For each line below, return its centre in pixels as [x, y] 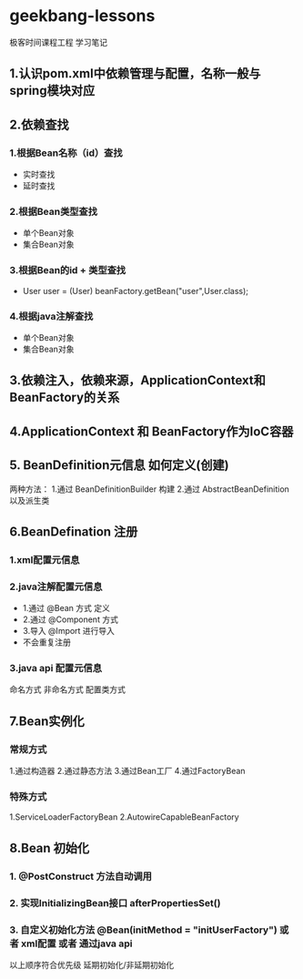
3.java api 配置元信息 [56, 668]
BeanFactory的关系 [65, 398]
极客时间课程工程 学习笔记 [58, 42]
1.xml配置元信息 [45, 559]
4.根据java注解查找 [51, 316]
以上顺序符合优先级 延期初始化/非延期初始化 [92, 964]
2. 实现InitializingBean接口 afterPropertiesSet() [115, 903]
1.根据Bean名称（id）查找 [66, 153]
